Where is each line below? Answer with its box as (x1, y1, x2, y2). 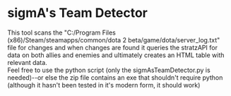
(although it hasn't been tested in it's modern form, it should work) (7, 80, 201, 89)
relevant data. (7, 58, 47, 66)
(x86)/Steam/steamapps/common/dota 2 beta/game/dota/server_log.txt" (7, 35, 220, 44)
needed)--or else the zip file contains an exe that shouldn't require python (7, 73, 223, 82)
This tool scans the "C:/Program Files (7, 28, 117, 37)
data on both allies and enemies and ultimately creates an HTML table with (7, 51, 225, 59)
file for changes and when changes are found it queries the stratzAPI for (7, 43, 218, 52)
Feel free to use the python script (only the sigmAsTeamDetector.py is (7, 66, 211, 74)
